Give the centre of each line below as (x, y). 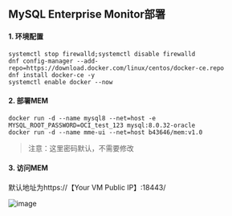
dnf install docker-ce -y (51, 75)
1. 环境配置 (26, 36)
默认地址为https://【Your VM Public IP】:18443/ (87, 187)
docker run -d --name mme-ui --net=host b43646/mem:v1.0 (106, 132)
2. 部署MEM (28, 101)
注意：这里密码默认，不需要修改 (81, 148)
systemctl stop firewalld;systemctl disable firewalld (102, 54)
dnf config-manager (41, 61)
